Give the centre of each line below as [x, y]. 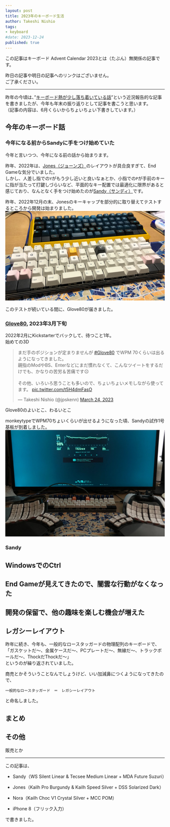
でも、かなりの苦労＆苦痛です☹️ [55, 372]
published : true [22, 43]
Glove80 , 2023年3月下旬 [36, 324]
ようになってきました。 [42, 359]
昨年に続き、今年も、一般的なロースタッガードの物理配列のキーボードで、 [82, 644]
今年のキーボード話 [35, 127]
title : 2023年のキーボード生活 [35, 16]
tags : [11, 27]
